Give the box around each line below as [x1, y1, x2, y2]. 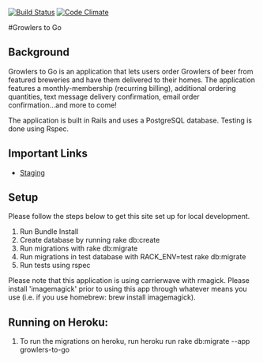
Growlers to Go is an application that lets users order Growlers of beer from [8, 66, 254, 76]
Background [8, 46, 70, 59]
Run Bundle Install [19, 227, 79, 236]
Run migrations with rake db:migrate [19, 243, 138, 253]
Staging [19, 168, 46, 177]
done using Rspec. [8, 123, 70, 134]
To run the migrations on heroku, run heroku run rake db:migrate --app [19, 337, 250, 346]
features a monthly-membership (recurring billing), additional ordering [8, 83, 237, 92]
